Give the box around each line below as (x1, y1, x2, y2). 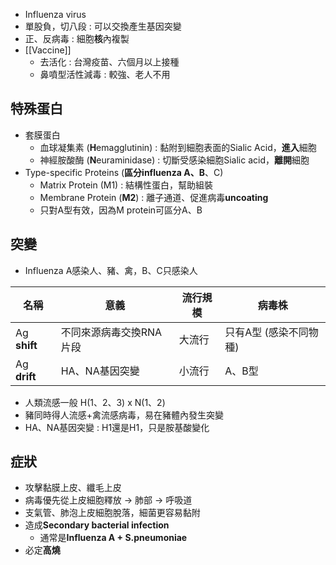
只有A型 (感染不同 (224, 325, 309, 339)
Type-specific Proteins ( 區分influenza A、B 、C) (24, 166, 224, 178)
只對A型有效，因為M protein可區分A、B (39, 204, 203, 216)
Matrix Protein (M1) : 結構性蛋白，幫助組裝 (39, 179, 214, 191)
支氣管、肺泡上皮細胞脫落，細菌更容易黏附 (24, 507, 201, 519)
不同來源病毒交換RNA (60, 325, 163, 339)
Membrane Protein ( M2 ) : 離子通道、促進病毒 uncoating (39, 191, 269, 203)
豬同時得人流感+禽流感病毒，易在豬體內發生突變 (24, 409, 225, 421)
